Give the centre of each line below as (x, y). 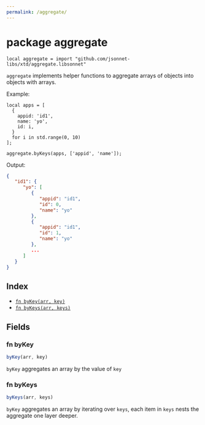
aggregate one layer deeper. (42, 415)
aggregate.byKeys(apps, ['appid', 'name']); (64, 153)
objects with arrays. (31, 82)
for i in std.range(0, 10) (46, 137)
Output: (16, 165)
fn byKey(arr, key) (40, 302)
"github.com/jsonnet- (102, 59)
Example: (18, 94)
